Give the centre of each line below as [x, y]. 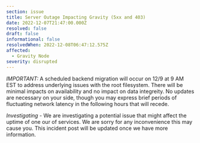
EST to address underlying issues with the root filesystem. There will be [95, 85]
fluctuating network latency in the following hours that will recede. [88, 104]
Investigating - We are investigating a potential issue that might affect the [96, 115]
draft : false [22, 34]
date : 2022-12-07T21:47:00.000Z [46, 23]
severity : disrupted [32, 61]
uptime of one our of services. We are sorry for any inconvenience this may [99, 122]
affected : [19, 51]
